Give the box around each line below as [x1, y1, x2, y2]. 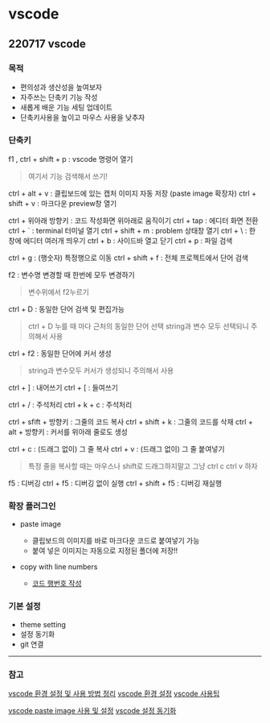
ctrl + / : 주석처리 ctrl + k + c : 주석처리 [8, 400, 133, 410]
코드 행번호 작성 [31, 579, 82, 589]
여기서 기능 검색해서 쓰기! [27, 171, 108, 181]
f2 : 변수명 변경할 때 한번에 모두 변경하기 [8, 271, 135, 280]
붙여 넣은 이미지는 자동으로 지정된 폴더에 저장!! [31, 546, 178, 556]
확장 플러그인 [8, 501, 56, 512]
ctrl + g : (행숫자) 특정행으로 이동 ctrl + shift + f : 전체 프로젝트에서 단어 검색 [8, 253, 249, 262]
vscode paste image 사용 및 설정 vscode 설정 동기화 [8, 706, 177, 716]
